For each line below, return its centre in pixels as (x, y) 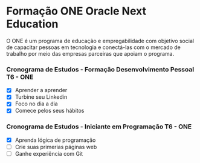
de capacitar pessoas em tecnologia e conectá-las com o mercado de (94, 47)
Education (32, 24)
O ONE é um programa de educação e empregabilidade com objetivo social (100, 41)
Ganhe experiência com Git (49, 153)
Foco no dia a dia (37, 104)
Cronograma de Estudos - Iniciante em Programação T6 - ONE (99, 127)
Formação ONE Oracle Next (76, 11)
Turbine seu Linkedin (41, 97)
